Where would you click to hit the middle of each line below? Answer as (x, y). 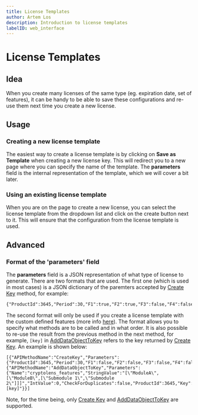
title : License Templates (38, 12)
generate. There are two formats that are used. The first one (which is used (98, 281)
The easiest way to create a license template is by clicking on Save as (91, 154)
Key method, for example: (37, 293)
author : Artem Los (29, 17)
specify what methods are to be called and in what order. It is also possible (97, 328)
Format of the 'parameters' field (53, 262)
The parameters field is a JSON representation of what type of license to (95, 274)
